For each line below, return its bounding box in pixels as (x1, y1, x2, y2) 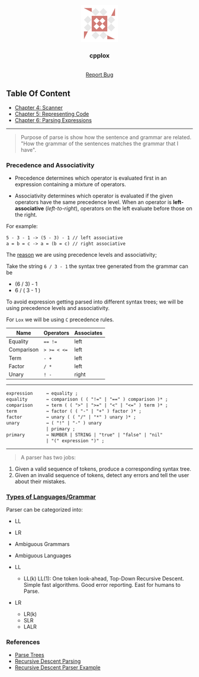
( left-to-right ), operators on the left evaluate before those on (45, 205, 192, 212)
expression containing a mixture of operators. (14, 181, 126, 188)
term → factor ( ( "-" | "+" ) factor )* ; (6, 408, 142, 414)
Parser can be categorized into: (6, 506, 83, 513)
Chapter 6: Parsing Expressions (14, 117, 92, 124)
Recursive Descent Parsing (14, 657, 81, 665)
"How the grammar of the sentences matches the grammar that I (20, 140, 179, 147)
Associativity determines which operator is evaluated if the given (14, 192, 174, 200)
